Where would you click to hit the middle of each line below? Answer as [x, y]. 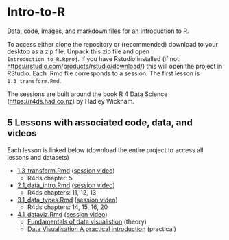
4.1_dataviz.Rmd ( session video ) [62, 214]
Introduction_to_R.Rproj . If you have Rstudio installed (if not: [94, 58]
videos [22, 133]
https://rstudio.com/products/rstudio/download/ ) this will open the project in [115, 66]
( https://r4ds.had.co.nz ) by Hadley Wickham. [71, 101]
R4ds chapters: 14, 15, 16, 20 [68, 207]
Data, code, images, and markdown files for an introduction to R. [98, 31]
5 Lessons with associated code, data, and [100, 123]
